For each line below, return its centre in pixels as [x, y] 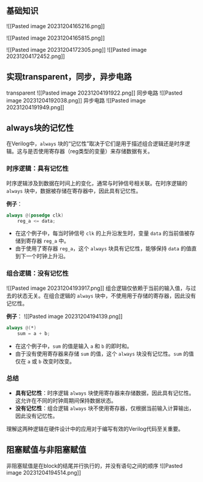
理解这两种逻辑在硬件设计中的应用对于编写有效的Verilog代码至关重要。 [95, 428]
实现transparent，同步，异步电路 [69, 77]
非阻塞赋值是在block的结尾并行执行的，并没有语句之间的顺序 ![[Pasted [95, 466]
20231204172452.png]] [36, 56]
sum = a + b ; [34, 333]
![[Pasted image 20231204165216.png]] [56, 26]
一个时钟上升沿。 [47, 256]
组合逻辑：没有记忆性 [37, 273]
